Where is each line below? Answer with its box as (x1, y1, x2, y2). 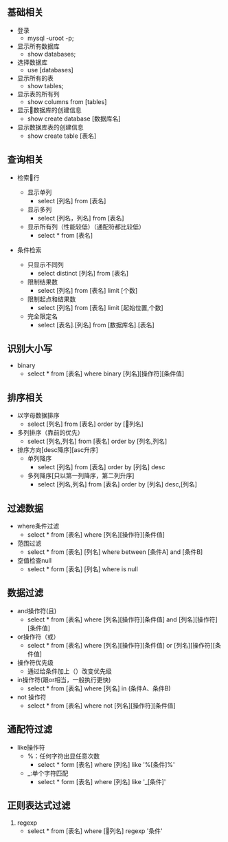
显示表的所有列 (16, 90, 60, 98)
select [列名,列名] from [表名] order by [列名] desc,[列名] (37, 480, 198, 489)
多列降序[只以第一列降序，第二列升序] (27, 471, 135, 480)
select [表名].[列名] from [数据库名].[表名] (37, 320, 155, 329)
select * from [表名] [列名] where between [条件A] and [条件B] (27, 548, 203, 556)
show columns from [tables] (27, 97, 107, 105)
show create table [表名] (27, 132, 97, 140)
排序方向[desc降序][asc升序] (16, 446, 98, 454)
